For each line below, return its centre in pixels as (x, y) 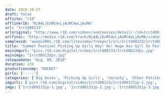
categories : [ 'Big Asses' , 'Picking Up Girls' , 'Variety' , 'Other (74, 78)
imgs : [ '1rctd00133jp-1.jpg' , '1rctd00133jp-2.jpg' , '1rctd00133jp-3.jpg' (83, 87)
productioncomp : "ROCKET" (31, 69)
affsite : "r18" (21, 19)
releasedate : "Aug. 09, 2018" (36, 60)
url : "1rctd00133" (24, 28)
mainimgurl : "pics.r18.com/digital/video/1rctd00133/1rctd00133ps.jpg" (80, 50)
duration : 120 (20, 64)
